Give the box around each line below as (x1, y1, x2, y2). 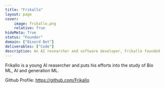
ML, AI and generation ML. (5, 67, 59, 73)
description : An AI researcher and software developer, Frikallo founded (5, 48, 161, 53)
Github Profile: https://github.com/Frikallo (5, 77, 90, 83)
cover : (5, 16, 19, 21)
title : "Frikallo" (5, 7, 43, 12)
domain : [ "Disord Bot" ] (5, 40, 54, 44)
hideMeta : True (5, 30, 37, 35)
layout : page (5, 12, 32, 17)
